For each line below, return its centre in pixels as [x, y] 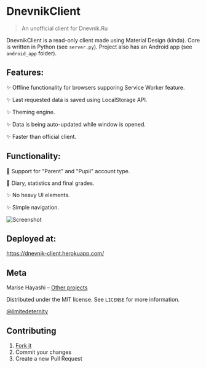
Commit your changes [43, 352]
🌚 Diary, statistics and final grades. [50, 183]
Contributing [31, 331]
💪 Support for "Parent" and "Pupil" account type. [68, 171]
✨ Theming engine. [31, 112]
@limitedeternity [27, 311]
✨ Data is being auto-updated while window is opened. [76, 124]
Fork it [23, 346]
